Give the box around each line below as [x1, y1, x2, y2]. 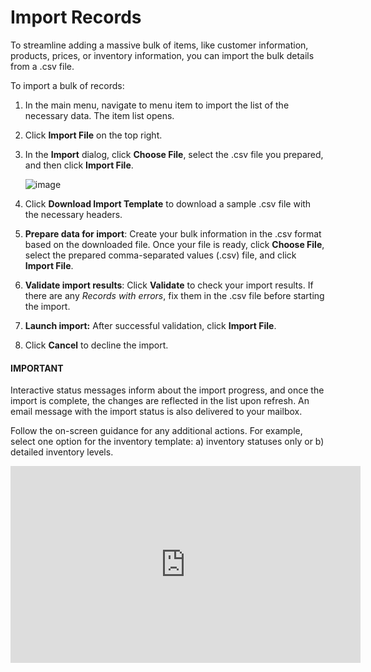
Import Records [10, 6, 142, 29]
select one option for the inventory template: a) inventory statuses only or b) [10, 436, 325, 448]
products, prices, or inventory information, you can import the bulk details [10, 49, 315, 61]
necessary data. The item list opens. [24, 109, 175, 121]
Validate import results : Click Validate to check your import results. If [24, 279, 314, 291]
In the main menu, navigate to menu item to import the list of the [24, 99, 290, 111]
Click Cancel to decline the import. [24, 339, 169, 351]
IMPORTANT [10, 362, 64, 374]
